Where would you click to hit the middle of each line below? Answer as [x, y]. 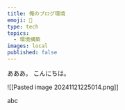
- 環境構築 [27, 40]
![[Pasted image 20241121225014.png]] [63, 87]
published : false [32, 53]
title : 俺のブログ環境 [36, 14]
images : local [28, 46]
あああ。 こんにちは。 [39, 73]
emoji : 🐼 [20, 20]
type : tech [23, 26]
